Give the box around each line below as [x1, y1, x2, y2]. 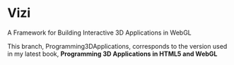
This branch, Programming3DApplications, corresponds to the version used [7, 42, 228, 50]
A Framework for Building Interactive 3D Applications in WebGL [7, 28, 192, 37]
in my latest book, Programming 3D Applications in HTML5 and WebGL [7, 49, 218, 58]
